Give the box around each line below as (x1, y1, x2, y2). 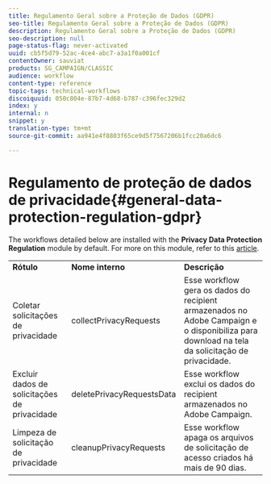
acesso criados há (184, 452, 254, 463)
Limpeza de (12, 427, 57, 438)
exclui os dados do (184, 378, 256, 390)
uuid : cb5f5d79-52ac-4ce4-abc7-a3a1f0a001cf (8, 49, 161, 57)
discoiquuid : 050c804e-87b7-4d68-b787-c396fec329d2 (8, 94, 186, 102)
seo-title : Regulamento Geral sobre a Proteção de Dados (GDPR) (8, 19, 229, 27)
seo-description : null (8, 34, 85, 43)
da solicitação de (184, 344, 248, 356)
